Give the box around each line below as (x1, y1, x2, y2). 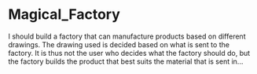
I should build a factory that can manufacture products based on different (8, 31, 246, 41)
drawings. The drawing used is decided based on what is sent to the (8, 39, 230, 49)
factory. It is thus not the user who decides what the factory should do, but (8, 48, 251, 57)
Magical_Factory (8, 6, 120, 24)
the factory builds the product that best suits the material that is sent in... (8, 57, 244, 66)
